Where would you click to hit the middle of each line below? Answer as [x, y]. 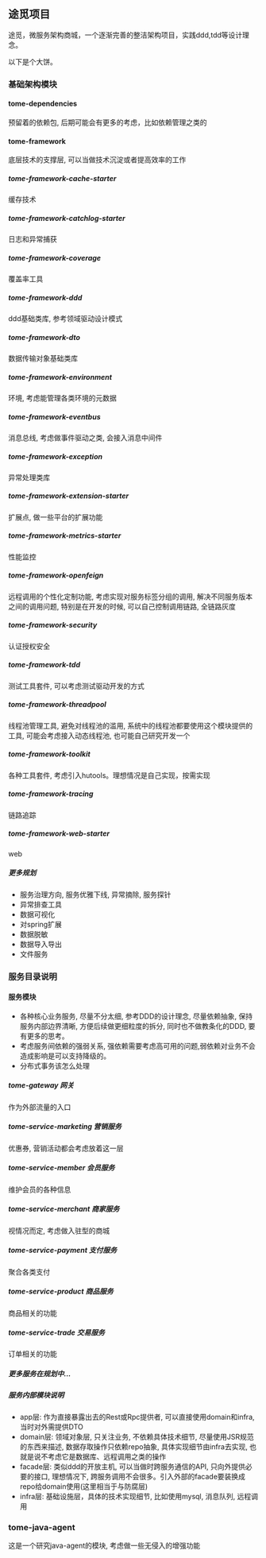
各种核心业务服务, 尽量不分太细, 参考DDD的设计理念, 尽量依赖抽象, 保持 [136, 1016]
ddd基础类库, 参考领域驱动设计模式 [66, 319]
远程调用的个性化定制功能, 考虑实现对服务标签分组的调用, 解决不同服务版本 [130, 596]
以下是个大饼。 [33, 61]
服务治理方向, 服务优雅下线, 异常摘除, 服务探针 [95, 894]
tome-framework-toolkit [50, 754]
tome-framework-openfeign [56, 575]
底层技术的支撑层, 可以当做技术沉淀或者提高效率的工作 [97, 160]
